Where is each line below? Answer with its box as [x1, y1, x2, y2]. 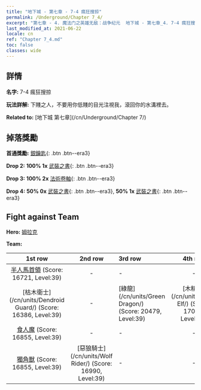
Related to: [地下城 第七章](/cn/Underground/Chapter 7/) [6, 113, 147, 121]
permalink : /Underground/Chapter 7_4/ [6, 14, 103, 20]
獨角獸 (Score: [17, 355, 57, 364]
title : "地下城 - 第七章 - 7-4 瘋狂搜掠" [6, 8, 102, 15]
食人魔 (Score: [17, 325, 57, 334]
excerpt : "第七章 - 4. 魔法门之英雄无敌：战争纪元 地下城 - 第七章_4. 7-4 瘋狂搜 [6, 20, 196, 26]
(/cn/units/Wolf [70, 352, 113, 360]
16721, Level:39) [11, 274, 62, 282]
